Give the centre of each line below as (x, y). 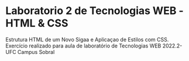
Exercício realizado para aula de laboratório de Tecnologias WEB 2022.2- (94, 46)
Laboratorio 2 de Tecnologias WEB (91, 11)
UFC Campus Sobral (30, 52)
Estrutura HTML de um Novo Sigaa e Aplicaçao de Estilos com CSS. (87, 39)
